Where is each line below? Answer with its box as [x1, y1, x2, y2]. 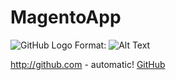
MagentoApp [10, 6, 122, 29]
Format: [74, 39, 107, 51]
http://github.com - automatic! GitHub [10, 58, 166, 70]
